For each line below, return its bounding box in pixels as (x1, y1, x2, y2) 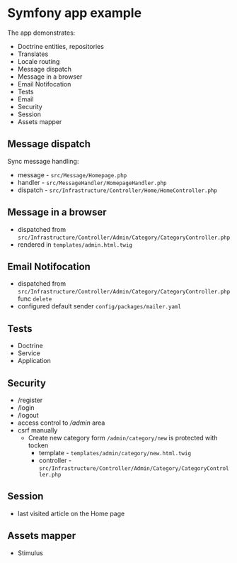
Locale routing (17, 57, 60, 65)
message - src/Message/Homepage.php (17, 170, 127, 179)
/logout (17, 411, 39, 419)
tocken (28, 441, 49, 450)
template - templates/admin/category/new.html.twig (38, 449, 192, 457)
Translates (17, 50, 49, 58)
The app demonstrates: (7, 28, 76, 37)
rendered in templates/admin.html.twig (17, 240, 133, 249)
